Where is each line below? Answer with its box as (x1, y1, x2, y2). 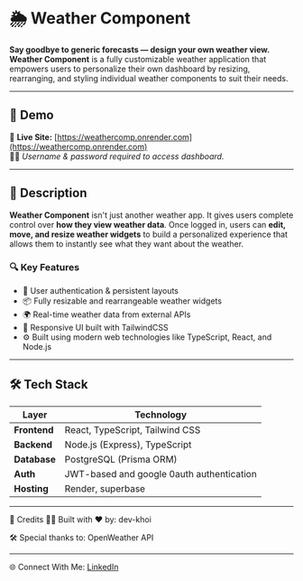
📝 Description (9, 185, 87, 201)
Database (14, 453, 57, 465)
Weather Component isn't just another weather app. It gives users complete (9, 210, 294, 220)
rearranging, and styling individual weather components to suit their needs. (9, 72, 289, 83)
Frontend (14, 423, 54, 436)
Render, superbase (64, 482, 146, 494)
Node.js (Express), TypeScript (64, 438, 192, 451)
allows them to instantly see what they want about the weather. (9, 238, 244, 249)
